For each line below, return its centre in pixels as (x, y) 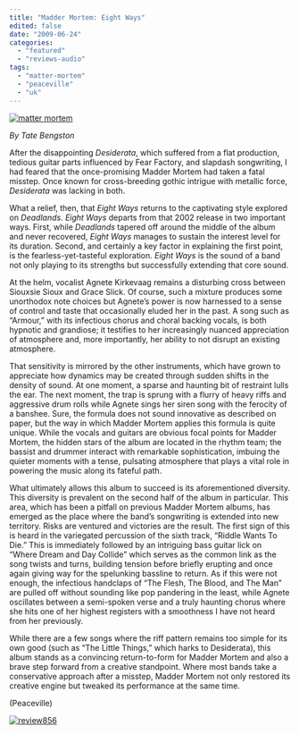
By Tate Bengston (42, 135)
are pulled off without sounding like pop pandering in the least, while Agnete (149, 592)
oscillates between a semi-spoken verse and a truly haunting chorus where (147, 602)
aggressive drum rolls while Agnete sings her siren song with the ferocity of (148, 404)
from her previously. (46, 620)
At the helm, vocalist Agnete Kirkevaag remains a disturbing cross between (147, 282)
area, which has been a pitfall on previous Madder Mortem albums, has (140, 507)
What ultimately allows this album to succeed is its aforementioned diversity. (150, 487)
